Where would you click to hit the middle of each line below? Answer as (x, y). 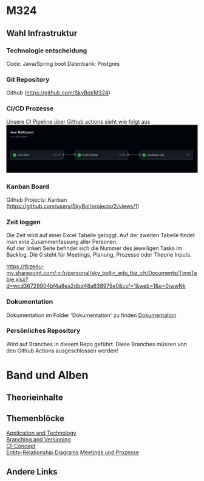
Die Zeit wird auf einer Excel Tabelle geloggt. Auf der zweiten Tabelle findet (101, 235)
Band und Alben (47, 375)
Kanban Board (28, 187)
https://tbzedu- (25, 266)
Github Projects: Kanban (37, 199)
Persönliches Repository (43, 331)
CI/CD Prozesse (30, 109)
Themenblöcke (36, 418)
